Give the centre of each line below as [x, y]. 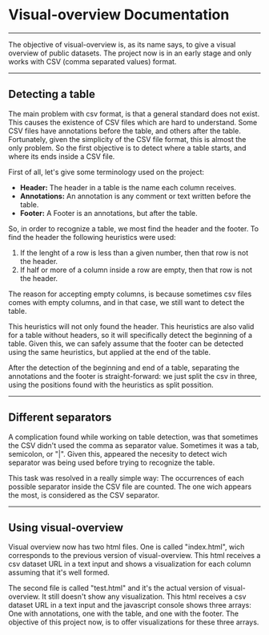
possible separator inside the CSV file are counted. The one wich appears [130, 486]
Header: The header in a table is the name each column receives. [128, 187]
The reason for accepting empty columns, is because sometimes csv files [130, 294]
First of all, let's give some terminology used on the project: [106, 172]
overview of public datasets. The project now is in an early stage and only [130, 53]
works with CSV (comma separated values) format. [92, 61]
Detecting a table [52, 94]
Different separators [60, 418]
